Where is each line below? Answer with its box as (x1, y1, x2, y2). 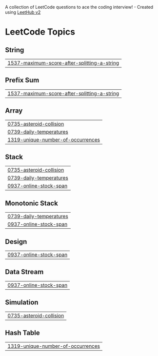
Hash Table (5, 329, 40, 337)
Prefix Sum (5, 76, 39, 84)
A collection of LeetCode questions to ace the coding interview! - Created (5, 4, 154, 10)
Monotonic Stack (5, 199, 59, 207)
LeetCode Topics (5, 26, 76, 38)
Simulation (5, 298, 39, 307)
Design (5, 237, 27, 246)
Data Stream (5, 268, 44, 276)
